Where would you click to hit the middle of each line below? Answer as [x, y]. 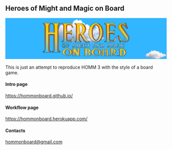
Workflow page [22, 108]
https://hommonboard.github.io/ [39, 95]
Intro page [17, 84]
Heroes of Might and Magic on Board [65, 8]
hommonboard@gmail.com [34, 142]
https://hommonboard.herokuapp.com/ [47, 119]
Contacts [15, 131]
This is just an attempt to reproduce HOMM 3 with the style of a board [79, 67]
